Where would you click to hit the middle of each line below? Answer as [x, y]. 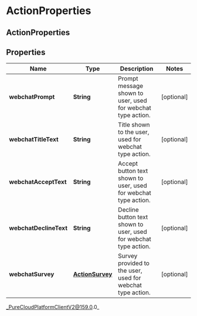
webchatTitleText [34, 140]
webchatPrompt [32, 97]
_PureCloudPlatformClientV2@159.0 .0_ [53, 307]
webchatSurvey [32, 274]
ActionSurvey [93, 274]
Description [137, 69]
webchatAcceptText [38, 182]
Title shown [134, 125]
